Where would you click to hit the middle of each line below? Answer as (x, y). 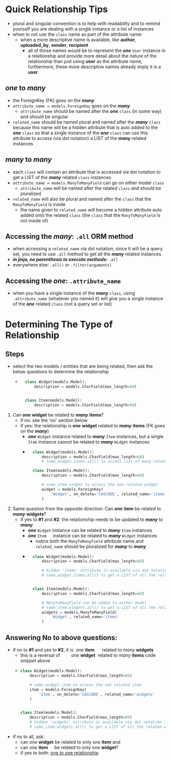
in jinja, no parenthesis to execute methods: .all (65, 259)
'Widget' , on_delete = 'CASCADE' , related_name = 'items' (109, 494)
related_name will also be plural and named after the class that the (82, 199)
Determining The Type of (59, 325)
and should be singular (44, 116)
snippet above (35, 661)
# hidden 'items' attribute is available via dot (95, 571)
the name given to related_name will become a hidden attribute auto (91, 210)
